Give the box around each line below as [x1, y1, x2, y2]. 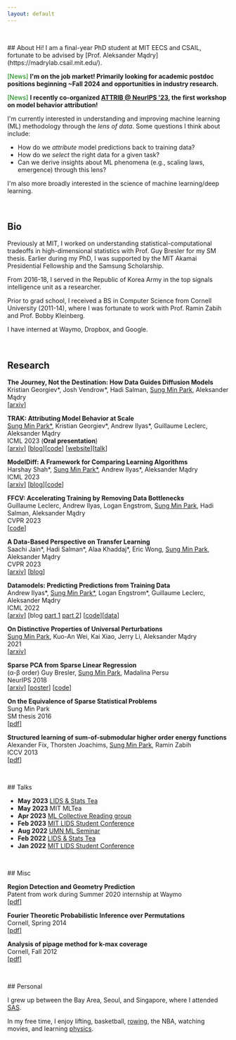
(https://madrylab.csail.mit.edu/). [7, 58, 103, 67]
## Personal [7, 982, 43, 991]
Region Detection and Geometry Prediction [7, 883, 136, 891]
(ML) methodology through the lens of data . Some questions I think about [7, 121, 221, 130]
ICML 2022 [7, 604, 40, 612]
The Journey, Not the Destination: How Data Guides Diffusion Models [7, 378, 214, 386]
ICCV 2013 [7, 748, 39, 757]
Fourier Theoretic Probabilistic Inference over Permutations [7, 911, 185, 920]
